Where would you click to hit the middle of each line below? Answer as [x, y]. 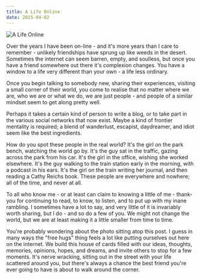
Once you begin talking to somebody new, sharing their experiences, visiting [101, 83]
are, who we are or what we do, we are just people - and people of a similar [100, 96]
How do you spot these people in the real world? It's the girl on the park [95, 144]
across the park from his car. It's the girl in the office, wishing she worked [97, 157]
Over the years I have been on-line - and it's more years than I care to [92, 46]
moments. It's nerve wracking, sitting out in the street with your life [89, 257]
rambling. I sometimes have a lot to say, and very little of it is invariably [94, 207]
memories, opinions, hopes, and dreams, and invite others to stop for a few [99, 250]
